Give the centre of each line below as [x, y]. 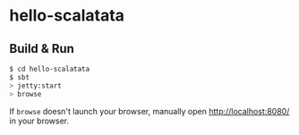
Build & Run [42, 49]
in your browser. [39, 121]
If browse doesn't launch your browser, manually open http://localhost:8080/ [149, 111]
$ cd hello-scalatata [50, 69]
